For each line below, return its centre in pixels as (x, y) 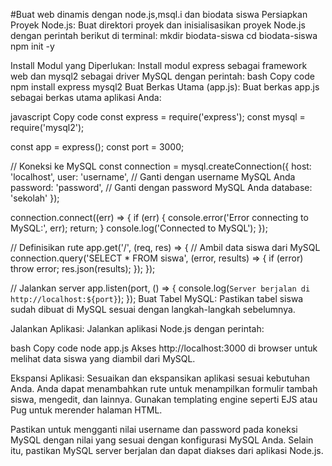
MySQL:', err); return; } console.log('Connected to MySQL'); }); (139, 228)
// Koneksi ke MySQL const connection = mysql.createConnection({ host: (161, 166)
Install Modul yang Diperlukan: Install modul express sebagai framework (159, 65)
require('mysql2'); (47, 127)
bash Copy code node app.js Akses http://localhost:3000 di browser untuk (164, 348)
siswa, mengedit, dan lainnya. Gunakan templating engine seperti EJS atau (164, 399)
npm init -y (32, 46)
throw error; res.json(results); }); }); (83, 268)
